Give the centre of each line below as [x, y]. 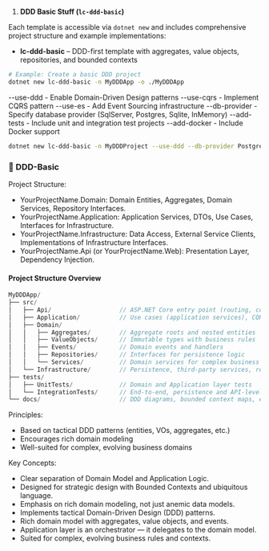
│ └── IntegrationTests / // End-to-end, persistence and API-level [136, 392]
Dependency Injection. [57, 259]
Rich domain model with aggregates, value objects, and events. [124, 521]
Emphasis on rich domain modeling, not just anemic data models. [127, 504]
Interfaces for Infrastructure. [67, 225]
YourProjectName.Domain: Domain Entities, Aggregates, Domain [126, 199]
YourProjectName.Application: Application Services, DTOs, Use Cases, [137, 217]
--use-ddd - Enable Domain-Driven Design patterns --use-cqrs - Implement [134, 97]
